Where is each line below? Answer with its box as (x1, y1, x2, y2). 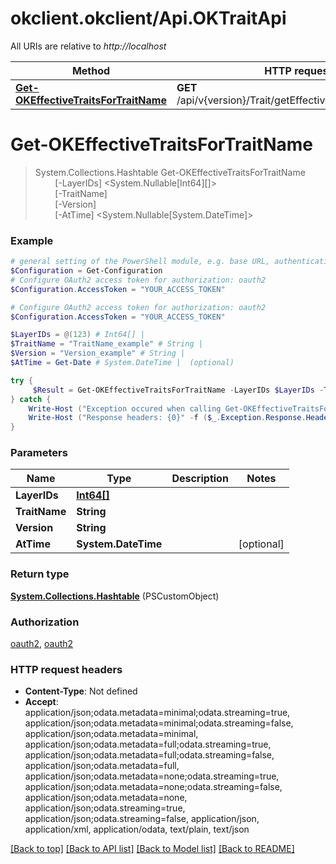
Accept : (24, 696, 59, 708)
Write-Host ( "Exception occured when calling (28, 403, 222, 414)
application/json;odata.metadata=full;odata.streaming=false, (24, 749, 275, 761)
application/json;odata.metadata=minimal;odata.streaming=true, (24, 707, 291, 719)
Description (171, 472, 229, 486)
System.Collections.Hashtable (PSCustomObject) (10, 590, 220, 602)
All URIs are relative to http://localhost (10, 40, 167, 52)
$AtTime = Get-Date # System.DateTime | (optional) (10, 358, 235, 368)
